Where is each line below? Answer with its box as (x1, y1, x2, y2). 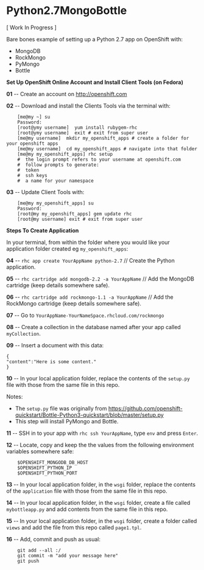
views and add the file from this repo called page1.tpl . (6, 524, 142, 531)
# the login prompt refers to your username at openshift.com (17, 156, 181, 162)
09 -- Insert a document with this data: (6, 341, 104, 349)
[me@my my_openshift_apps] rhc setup (17, 151, 113, 157)
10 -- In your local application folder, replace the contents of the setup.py (6, 375, 190, 382)
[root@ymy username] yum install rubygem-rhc (17, 124, 138, 131)
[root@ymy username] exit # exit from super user (17, 130, 149, 136)
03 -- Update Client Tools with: (6, 188, 85, 195)
